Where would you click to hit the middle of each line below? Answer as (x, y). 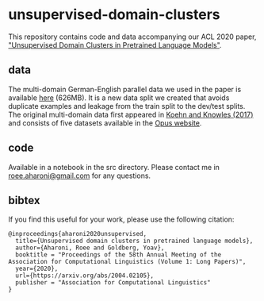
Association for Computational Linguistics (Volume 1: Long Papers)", (127, 262)
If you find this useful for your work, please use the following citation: (121, 219)
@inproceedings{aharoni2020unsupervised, (78, 234)
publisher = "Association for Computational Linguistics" (113, 283)
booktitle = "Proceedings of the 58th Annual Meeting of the (119, 255)
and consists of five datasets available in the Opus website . (105, 123)
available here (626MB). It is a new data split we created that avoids (119, 98)
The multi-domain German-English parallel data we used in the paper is (125, 89)
